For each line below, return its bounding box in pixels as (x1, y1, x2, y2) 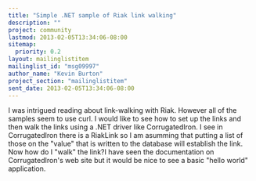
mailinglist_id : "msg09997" (8, 63, 100, 71)
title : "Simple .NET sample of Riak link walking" (8, 11, 177, 20)
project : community (8, 26, 72, 34)
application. (8, 164, 46, 173)
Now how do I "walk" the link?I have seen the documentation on (8, 147, 215, 157)
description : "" (8, 19, 61, 27)
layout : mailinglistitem (8, 56, 89, 63)
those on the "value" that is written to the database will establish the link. (8, 139, 243, 149)
